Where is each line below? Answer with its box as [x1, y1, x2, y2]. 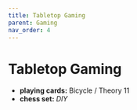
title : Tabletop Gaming [8, 11, 86, 20]
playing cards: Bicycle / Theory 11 [19, 86, 130, 95]
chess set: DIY [19, 94, 68, 104]
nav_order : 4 [8, 26, 51, 34]
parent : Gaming [8, 19, 58, 27]
